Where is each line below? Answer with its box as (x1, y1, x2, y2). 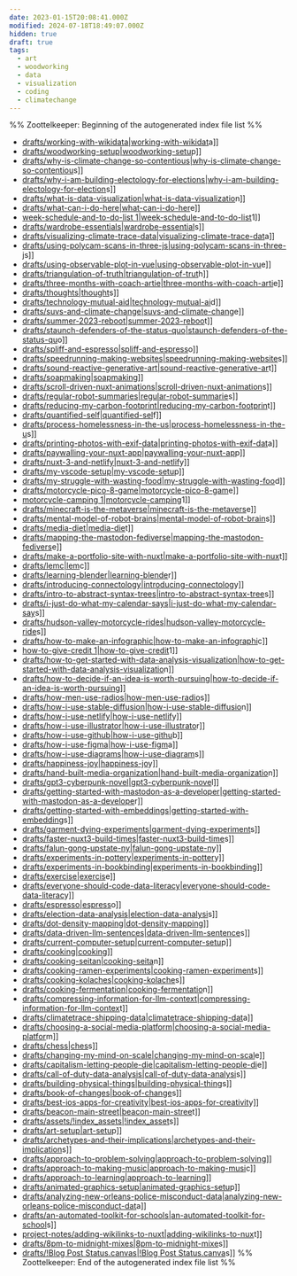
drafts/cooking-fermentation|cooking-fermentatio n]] (21, 984, 214, 995)
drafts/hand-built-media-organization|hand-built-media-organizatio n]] (21, 767, 278, 778)
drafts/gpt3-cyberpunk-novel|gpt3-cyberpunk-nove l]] (21, 777, 219, 788)
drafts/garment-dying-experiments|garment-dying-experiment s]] (21, 824, 261, 835)
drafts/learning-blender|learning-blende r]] (21, 570, 177, 580)
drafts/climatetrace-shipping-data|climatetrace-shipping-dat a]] (21, 1012, 254, 1023)
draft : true (9, 37, 53, 47)
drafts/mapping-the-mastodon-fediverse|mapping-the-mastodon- (21, 533, 264, 543)
